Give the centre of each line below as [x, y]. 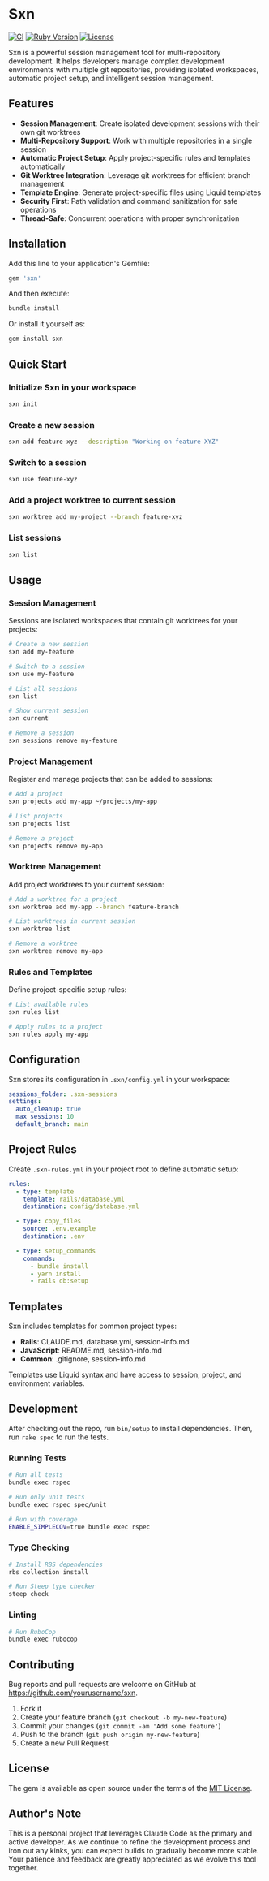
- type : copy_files [49, 1221]
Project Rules [43, 1150]
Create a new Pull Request [64, 1743]
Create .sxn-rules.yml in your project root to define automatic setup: [124, 1169]
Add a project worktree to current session [92, 500]
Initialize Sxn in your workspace [73, 387]
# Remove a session [41, 733]
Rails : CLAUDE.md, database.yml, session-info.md [105, 1342]
